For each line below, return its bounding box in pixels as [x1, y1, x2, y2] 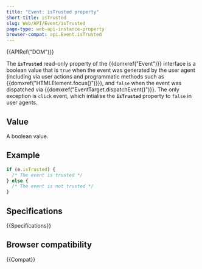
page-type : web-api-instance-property [6, 26, 105, 32]
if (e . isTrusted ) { [6, 166, 56, 172]
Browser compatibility [6, 240, 92, 250]
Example [6, 150, 40, 161]
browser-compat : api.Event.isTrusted [6, 32, 102, 38]
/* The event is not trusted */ [12, 183, 94, 189]
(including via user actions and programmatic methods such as [6, 73, 164, 80]
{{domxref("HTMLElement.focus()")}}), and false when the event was [6, 80, 182, 87]
